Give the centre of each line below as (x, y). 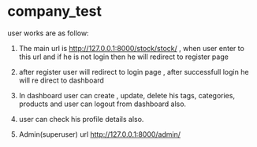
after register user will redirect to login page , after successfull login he (134, 72)
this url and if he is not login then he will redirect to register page (124, 57)
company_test (54, 11)
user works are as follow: (48, 33)
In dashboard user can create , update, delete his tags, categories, (127, 95)
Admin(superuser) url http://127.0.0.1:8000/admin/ (99, 134)
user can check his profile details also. (81, 119)
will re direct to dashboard (61, 80)
